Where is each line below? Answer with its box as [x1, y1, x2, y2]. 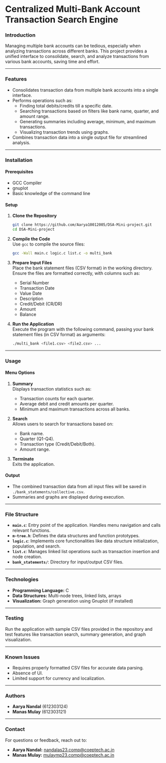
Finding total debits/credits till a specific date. [19, 102, 113, 108]
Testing [5, 615, 24, 622]
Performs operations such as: [12, 98, 73, 103]
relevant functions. [12, 527, 51, 533]
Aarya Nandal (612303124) [12, 704, 68, 710]
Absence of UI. [12, 670, 43, 676]
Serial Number [19, 280, 49, 286]
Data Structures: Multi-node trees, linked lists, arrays [12, 593, 122, 599]
